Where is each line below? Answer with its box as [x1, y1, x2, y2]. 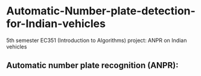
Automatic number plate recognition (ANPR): [6, 60, 179, 71]
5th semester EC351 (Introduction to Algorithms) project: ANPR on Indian [6, 37, 187, 44]
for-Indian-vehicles [6, 17, 106, 31]
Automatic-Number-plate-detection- [6, 4, 196, 18]
